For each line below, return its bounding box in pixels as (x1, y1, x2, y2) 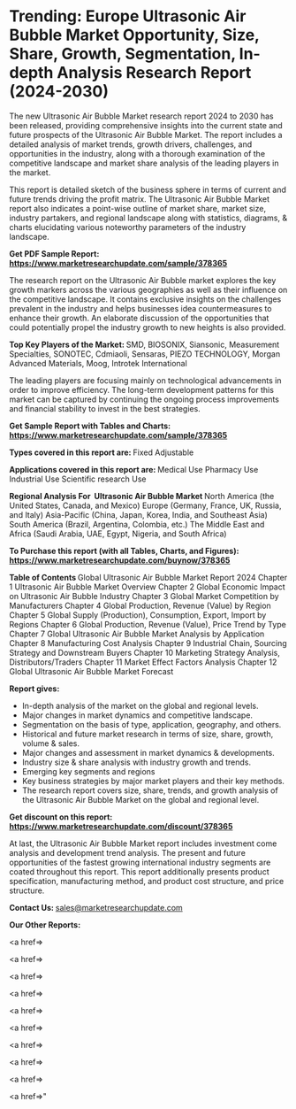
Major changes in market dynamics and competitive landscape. (21, 710, 254, 720)
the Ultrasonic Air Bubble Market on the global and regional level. (21, 794, 260, 805)
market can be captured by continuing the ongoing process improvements (9, 394, 280, 404)
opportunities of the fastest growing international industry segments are (9, 857, 271, 867)
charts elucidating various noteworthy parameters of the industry (9, 221, 247, 232)
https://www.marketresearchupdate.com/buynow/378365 (9, 555, 231, 566)
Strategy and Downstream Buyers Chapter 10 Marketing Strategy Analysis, (9, 647, 280, 658)
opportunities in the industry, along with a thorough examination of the (9, 148, 266, 158)
